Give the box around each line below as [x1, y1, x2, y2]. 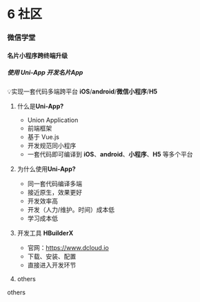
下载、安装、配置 [27, 252, 77, 260]
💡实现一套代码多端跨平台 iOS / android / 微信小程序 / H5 [7, 87, 158, 96]
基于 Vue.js [27, 132, 60, 141]
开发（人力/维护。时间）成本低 [27, 205, 115, 213]
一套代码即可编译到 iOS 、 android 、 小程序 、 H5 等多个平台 [27, 150, 193, 158]
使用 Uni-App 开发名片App [7, 69, 83, 77]
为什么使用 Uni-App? [17, 164, 76, 173]
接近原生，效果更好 [27, 188, 83, 196]
